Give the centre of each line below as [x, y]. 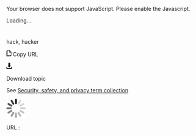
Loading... [19, 20]
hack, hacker [23, 42]
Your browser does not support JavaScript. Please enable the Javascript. [98, 9]
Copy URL [25, 55]
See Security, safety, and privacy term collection [67, 90]
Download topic [26, 79]
